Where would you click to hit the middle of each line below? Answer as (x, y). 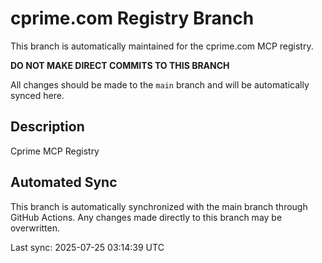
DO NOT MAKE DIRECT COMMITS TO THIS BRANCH (120, 65)
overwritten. (35, 228)
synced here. (37, 95)
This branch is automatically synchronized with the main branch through (159, 206)
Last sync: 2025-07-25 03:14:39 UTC (87, 247)
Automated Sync (64, 182)
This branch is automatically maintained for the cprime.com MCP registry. (162, 46)
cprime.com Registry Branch (132, 18)
